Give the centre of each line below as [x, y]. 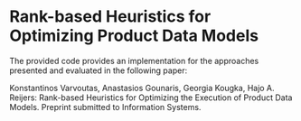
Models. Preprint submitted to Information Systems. [105, 107]
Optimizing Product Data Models [134, 36]
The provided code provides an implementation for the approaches [134, 60]
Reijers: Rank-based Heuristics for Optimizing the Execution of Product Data [151, 98]
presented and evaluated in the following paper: [99, 70]
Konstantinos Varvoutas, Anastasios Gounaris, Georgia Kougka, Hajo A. [142, 88]
